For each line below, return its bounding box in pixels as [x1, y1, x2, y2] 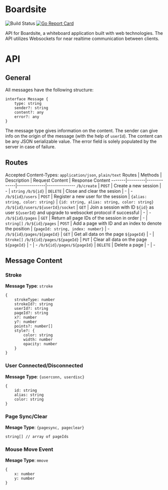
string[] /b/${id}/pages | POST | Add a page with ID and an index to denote [5, 220, 162, 226]
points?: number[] [14, 324, 53, 329]
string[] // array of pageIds [5, 434, 69, 439]
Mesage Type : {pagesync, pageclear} [5, 424, 85, 431]
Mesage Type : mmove [5, 457, 48, 464]
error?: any [14, 114, 39, 119]
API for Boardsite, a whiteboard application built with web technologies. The [5, 30, 163, 36]
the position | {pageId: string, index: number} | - [5, 225, 110, 231]
